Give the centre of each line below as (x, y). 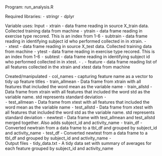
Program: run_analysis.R (29, 7)
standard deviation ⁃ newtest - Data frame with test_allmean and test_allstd (80, 117)
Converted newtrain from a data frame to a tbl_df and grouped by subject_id (81, 128)
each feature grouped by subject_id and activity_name (59, 148)
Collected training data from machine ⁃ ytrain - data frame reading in (74, 31)
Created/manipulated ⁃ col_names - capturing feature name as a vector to (79, 76)
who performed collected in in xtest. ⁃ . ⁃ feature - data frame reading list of (81, 62)
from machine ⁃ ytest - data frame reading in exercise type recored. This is (80, 51)
